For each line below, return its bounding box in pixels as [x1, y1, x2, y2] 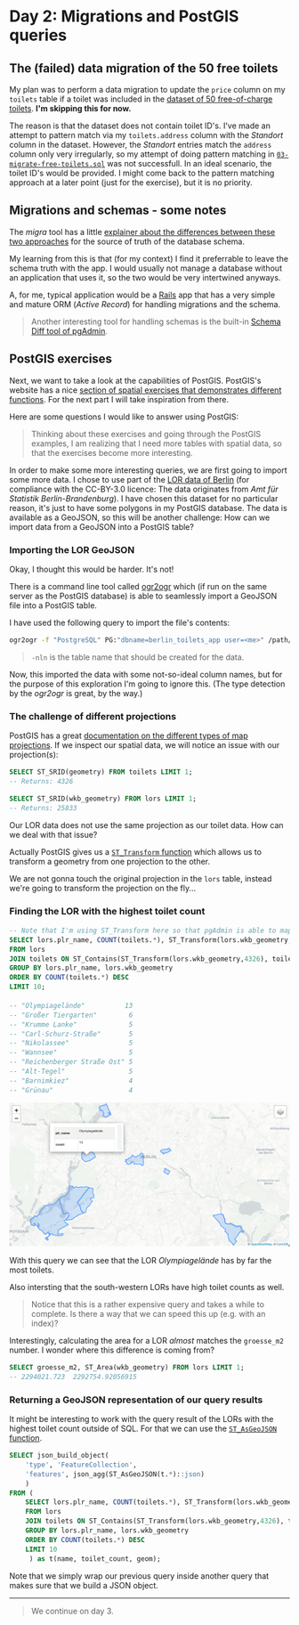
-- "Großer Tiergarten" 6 [9, 1011, 133, 1020]
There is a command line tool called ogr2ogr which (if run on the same [9, 581, 267, 591]
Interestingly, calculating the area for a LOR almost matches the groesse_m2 [9, 1336, 285, 1346]
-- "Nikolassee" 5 [9, 1039, 133, 1048]
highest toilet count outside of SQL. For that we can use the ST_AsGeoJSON [9, 1423, 278, 1434]
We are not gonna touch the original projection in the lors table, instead [9, 873, 272, 883]
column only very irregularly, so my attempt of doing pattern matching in [9, 149, 275, 159]
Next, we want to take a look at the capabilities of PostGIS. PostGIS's [9, 375, 262, 386]
